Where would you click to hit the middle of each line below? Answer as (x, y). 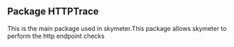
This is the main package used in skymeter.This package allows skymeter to (117, 28)
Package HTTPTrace (53, 12)
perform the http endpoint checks (56, 36)
